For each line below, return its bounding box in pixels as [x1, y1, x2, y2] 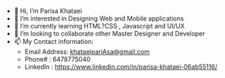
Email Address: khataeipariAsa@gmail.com [24, 48, 150, 56]
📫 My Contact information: [13, 38, 94, 45]
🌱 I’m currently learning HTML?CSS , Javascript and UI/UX [13, 22, 185, 30]
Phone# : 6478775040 [24, 55, 91, 63]
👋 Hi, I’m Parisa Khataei [13, 7, 83, 15]
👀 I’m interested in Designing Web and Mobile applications [13, 14, 184, 23]
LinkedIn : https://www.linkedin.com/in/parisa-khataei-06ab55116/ [24, 62, 218, 71]
